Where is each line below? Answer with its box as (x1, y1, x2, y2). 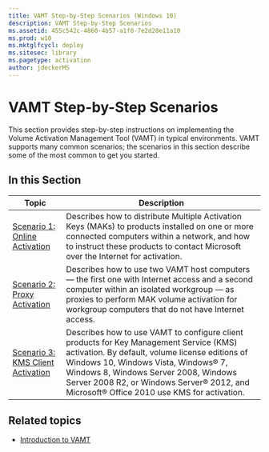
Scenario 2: (12, 278, 56, 290)
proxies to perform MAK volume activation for (66, 294, 238, 305)
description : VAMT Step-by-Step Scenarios (8, 19, 152, 27)
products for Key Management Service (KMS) (66, 337, 238, 348)
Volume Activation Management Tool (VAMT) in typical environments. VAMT (8, 133, 260, 142)
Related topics (8, 414, 82, 427)
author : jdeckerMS (8, 64, 70, 72)
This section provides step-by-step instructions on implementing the (8, 125, 235, 134)
